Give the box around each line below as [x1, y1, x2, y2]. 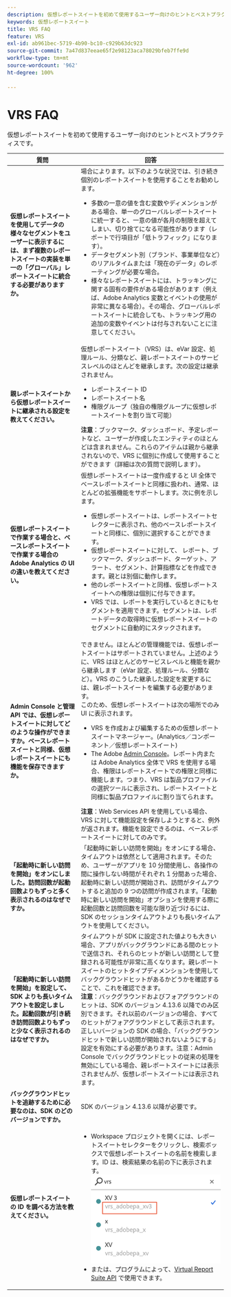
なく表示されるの [21, 1026, 71, 1035]
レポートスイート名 [90, 394, 146, 402]
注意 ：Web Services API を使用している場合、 [80, 807, 211, 815]
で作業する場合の [10, 550, 58, 558]
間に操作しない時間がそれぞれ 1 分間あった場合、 [80, 869, 221, 878]
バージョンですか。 [10, 1115, 65, 1124]
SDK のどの [40, 1106, 74, 1115]
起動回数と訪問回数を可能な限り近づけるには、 [80, 904, 214, 912]
